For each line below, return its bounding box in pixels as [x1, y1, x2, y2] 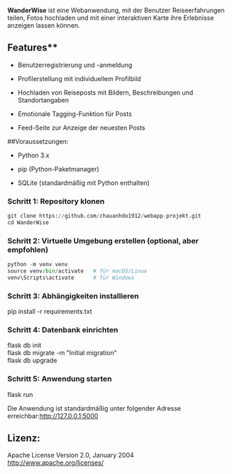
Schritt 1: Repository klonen [7, 196, 105, 206]
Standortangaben [17, 95, 70, 104]
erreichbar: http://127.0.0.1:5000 [7, 411, 99, 420]
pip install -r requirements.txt [7, 307, 92, 316]
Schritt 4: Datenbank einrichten [7, 325, 118, 335]
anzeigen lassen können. [7, 21, 80, 29]
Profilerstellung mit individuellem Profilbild [17, 74, 141, 83]
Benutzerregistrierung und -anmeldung [17, 60, 133, 69]
